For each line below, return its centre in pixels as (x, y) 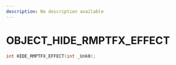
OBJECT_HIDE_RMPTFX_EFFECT (88, 40)
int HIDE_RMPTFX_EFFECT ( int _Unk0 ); (51, 56)
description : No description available (55, 11)
